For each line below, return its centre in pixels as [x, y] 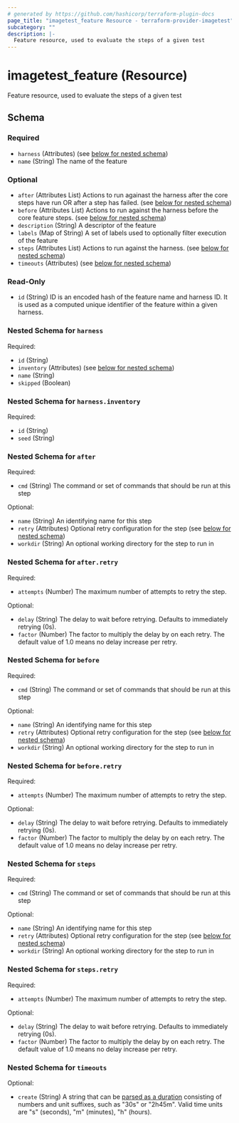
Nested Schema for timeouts [57, 1067]
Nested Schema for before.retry [65, 766]
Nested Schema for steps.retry [63, 969]
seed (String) [36, 438]
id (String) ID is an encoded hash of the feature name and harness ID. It [122, 297]
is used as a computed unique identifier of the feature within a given [118, 305]
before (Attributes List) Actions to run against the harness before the [118, 210]
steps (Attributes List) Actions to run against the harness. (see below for [123, 248]
